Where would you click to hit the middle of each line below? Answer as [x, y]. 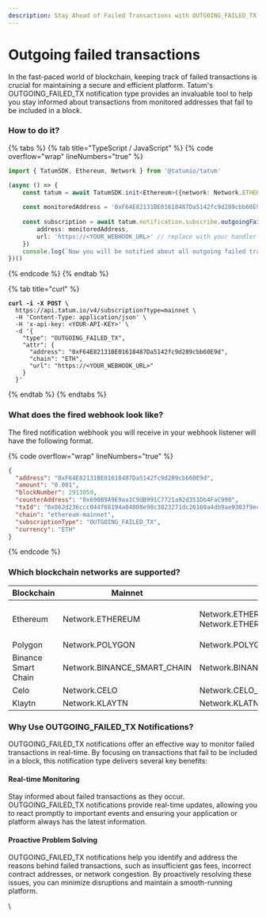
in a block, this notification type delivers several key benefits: [108, 761]
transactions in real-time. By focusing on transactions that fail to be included [133, 752]
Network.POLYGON [99, 644]
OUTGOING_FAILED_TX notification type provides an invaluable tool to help [131, 93]
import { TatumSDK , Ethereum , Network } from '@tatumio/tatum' [115, 171]
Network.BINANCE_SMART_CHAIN [127, 667]
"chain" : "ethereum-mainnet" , [65, 514]
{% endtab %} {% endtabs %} [57, 395]
